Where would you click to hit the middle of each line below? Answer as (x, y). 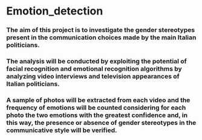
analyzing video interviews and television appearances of (93, 77)
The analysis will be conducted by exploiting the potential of (97, 62)
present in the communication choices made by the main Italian (101, 37)
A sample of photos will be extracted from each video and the (98, 100)
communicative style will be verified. (62, 130)
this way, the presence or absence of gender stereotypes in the (101, 122)
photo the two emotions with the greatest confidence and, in (97, 115)
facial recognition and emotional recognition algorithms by (94, 69)
